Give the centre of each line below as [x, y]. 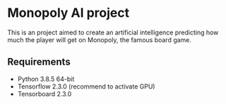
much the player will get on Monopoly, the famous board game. [100, 39]
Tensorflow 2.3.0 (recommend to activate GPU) [86, 86]
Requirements [39, 62]
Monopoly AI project [68, 13]
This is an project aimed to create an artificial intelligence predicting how [113, 32]
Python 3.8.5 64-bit [46, 79]
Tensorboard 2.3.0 [44, 93]
